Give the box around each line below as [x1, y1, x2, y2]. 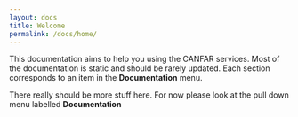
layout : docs [9, 12, 58, 22]
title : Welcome [9, 21, 66, 30]
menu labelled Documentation [9, 99, 122, 110]
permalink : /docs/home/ [9, 29, 98, 38]
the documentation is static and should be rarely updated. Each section [9, 63, 270, 74]
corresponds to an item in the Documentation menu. [9, 73, 203, 83]
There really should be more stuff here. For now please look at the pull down [9, 90, 289, 100]
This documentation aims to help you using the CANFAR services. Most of [9, 54, 280, 65]
